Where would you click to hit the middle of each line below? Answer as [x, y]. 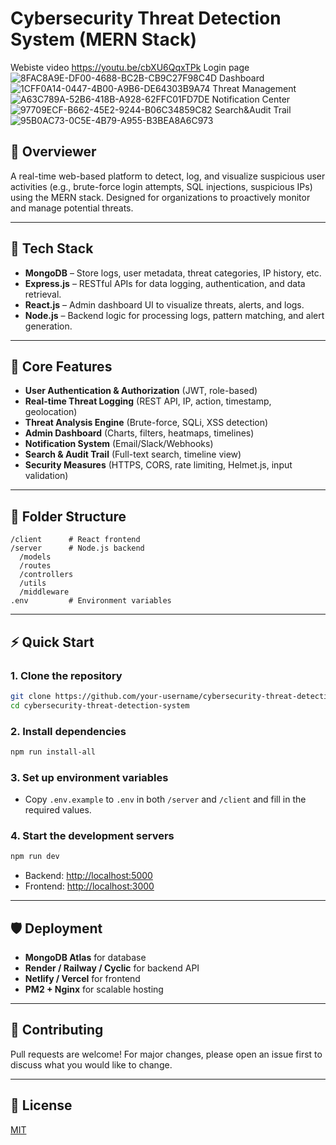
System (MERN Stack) [103, 39]
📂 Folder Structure [68, 516]
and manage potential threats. [72, 208]
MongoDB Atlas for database [85, 958]
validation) [46, 476]
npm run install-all [53, 752]
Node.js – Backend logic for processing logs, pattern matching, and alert [174, 315]
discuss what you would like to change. [91, 1064]
